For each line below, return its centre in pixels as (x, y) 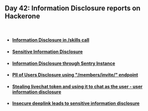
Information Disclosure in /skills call (51, 40)
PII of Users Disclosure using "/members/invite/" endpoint (75, 75)
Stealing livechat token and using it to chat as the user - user (77, 86)
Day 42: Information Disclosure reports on (72, 8)
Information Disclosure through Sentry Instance (64, 63)
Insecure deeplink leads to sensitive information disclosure (76, 103)
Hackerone (22, 16)
